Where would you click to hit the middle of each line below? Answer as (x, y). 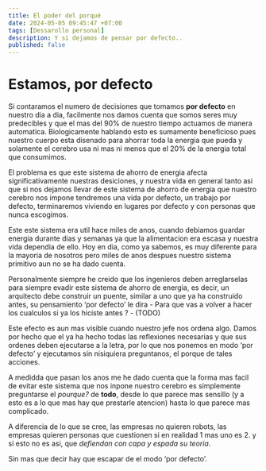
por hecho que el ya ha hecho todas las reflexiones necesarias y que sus (128, 337)
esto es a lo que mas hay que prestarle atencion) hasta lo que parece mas (129, 403)
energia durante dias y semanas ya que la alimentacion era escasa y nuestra (133, 238)
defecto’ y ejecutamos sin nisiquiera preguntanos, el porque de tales (120, 353)
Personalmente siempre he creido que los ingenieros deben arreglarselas (128, 280)
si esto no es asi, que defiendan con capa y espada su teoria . (110, 444)
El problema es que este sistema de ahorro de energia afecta (108, 172)
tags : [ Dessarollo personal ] (56, 30)
